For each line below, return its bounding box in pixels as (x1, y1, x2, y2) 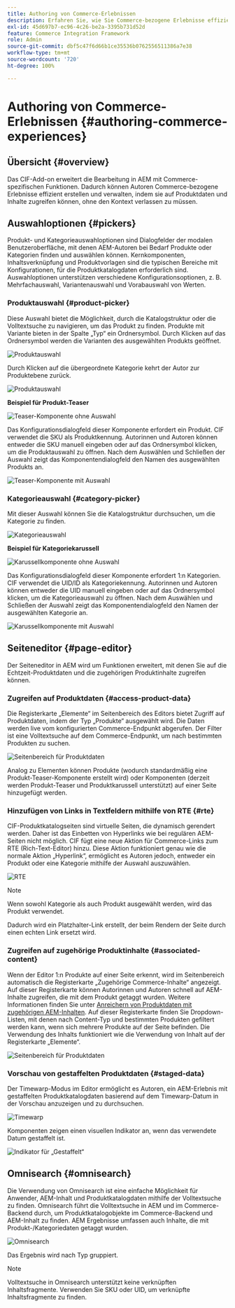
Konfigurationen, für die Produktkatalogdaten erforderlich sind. (7, 266, 189, 274)
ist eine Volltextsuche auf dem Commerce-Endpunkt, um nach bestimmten (7, 731, 222, 740)
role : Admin (7, 36, 42, 43)
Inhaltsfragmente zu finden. (7, 1293, 87, 1301)
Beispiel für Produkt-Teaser (7, 398, 90, 406)
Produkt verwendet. (7, 907, 64, 916)
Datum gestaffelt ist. (7, 1134, 66, 1143)
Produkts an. (7, 462, 44, 471)
